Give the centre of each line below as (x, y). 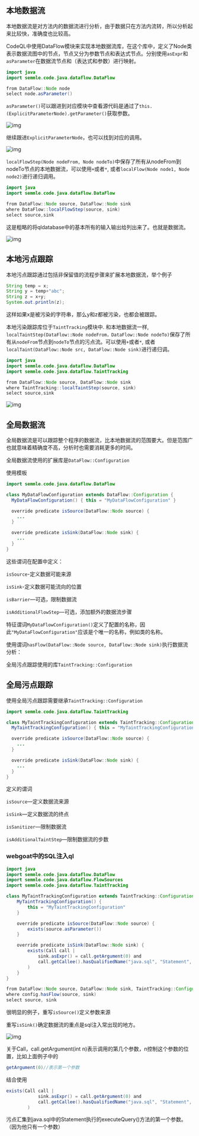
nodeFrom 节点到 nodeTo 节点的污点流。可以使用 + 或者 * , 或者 (86, 342)
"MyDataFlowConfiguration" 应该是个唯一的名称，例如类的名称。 (89, 632)
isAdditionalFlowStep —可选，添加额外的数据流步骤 (69, 612)
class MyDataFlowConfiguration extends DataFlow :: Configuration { (90, 494)
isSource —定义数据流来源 (38, 802)
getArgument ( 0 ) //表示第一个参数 (43, 1068)
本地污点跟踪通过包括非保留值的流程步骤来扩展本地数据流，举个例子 (89, 274)
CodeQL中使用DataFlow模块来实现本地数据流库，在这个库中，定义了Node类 (99, 46)
